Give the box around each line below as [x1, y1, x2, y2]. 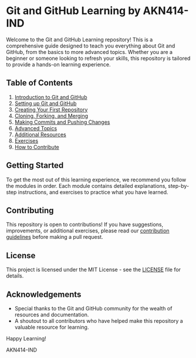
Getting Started [6, 160, 64, 171]
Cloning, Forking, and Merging [14, 112, 89, 119]
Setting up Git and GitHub [14, 100, 77, 107]
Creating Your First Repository [14, 106, 88, 113]
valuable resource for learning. [14, 324, 89, 330]
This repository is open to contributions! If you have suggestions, [6, 221, 163, 228]
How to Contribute [14, 143, 60, 150]
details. [6, 272, 24, 279]
